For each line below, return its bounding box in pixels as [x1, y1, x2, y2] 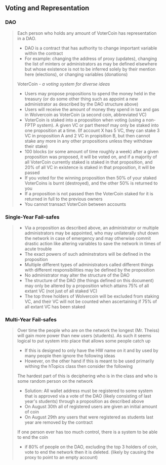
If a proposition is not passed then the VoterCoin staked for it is [24, 190, 154, 196]
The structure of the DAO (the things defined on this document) [24, 277, 154, 283]
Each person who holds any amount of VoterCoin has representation [17, 30, 157, 36]
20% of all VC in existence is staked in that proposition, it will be [24, 164, 156, 170]
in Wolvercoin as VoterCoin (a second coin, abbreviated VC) [24, 112, 147, 117]
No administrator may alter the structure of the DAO [24, 272, 130, 278]
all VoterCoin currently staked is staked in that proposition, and [24, 159, 153, 165]
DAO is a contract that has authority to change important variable [24, 45, 157, 51]
